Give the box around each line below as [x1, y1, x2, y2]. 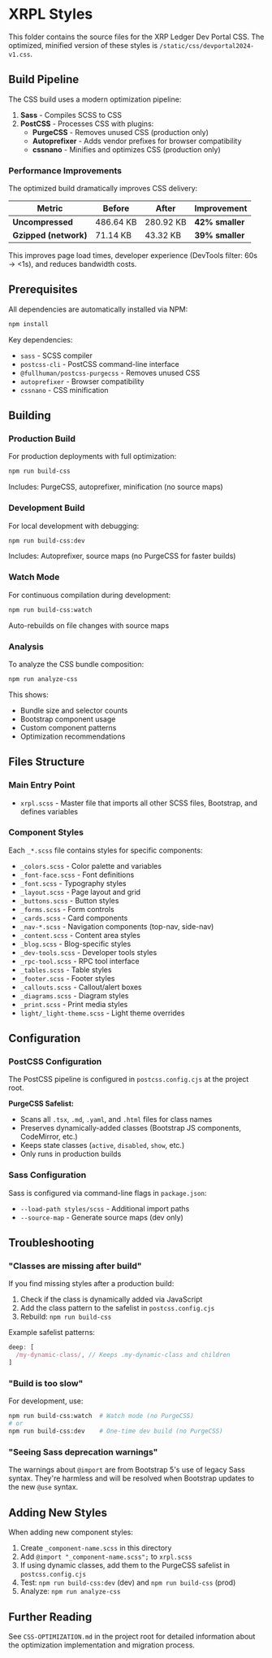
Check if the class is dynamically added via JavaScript [19, 1294, 203, 1304]
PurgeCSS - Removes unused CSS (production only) [32, 127, 209, 137]
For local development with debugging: [8, 521, 140, 530]
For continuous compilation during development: [8, 590, 171, 600]
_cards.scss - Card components [19, 913, 128, 923]
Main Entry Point [8, 779, 76, 791]
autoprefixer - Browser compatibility [19, 376, 145, 386]
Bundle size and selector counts [19, 705, 128, 715]
